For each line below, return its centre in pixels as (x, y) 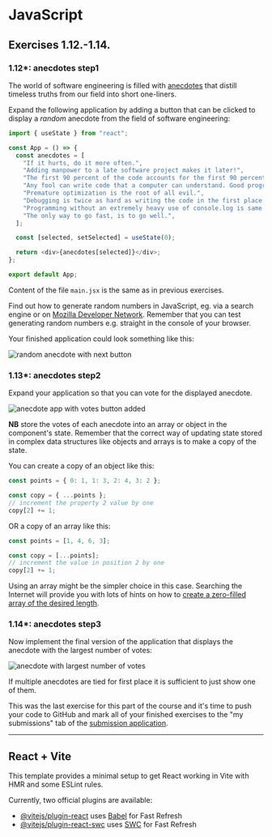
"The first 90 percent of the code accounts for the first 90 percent (144, 178)
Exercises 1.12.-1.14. (59, 45)
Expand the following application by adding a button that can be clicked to (132, 109)
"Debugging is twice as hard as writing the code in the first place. (144, 200)
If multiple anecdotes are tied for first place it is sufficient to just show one (132, 681)
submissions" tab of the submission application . (88, 724)
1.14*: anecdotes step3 (55, 624)
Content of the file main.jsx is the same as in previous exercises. (116, 290)
